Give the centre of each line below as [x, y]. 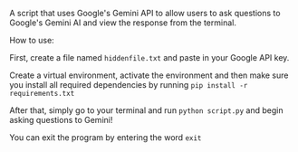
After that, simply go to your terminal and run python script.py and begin [146, 110]
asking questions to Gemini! [61, 120]
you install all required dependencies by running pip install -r [129, 85]
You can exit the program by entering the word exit [106, 138]
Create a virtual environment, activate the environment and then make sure [149, 75]
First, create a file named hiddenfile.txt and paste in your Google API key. [149, 57]
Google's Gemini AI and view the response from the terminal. [123, 23]
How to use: [32, 40]
